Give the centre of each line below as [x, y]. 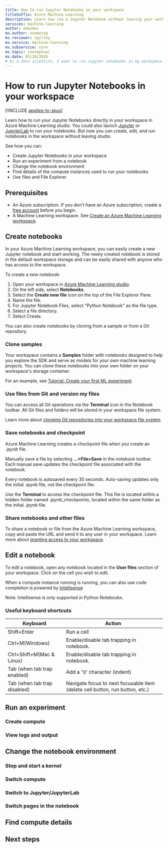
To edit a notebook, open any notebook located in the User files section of [82, 567]
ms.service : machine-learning [37, 43]
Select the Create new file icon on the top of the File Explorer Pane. [82, 295]
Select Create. [27, 316]
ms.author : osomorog [27, 33]
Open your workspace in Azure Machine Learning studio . [71, 284]
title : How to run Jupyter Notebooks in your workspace [64, 10]
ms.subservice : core [27, 47]
